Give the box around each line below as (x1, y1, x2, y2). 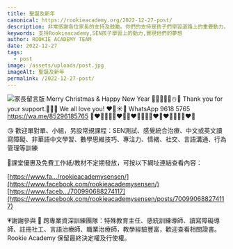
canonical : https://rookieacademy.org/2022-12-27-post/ (7, 17, 172, 24)
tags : (7, 49, 23, 56)
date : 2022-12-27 (7, 42, 58, 49)
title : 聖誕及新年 (7, 10, 56, 17)
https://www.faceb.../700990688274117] (9, 187, 126, 195)
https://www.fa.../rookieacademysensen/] (9, 172, 129, 181)
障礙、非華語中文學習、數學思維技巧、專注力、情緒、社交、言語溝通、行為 (13, 135, 227, 143)
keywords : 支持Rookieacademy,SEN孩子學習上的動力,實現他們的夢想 (7, 29, 183, 37)
